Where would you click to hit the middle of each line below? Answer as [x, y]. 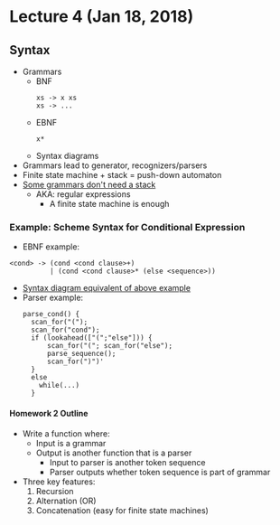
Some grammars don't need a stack [89, 184]
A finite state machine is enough [109, 204]
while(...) [60, 386]
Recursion [55, 491]
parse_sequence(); [81, 354]
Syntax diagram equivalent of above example [107, 288]
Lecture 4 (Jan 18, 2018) [102, 17]
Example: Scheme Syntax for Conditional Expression [127, 227]
